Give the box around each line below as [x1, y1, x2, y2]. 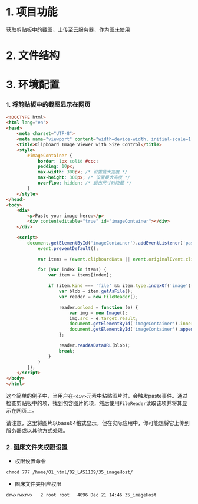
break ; [58, 348, 75, 354]
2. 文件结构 [6, 49, 60, 62]
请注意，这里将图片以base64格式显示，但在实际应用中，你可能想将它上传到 [6, 420, 190, 427]
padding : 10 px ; [37, 163, 75, 170]
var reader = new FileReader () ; [58, 294, 138, 299]
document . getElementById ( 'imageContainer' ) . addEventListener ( [27, 240, 183, 246]
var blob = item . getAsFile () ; [58, 288, 133, 295]
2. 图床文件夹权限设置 [6, 443, 68, 452]
